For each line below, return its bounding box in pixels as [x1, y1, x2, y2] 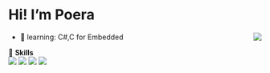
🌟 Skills [8, 47, 34, 57]
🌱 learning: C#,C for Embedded [19, 32, 124, 42]
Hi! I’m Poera [8, 6, 95, 24]
